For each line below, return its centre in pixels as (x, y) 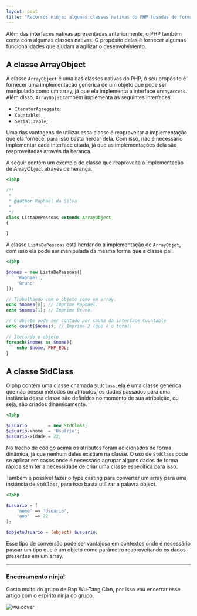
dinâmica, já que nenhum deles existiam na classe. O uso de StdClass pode (97, 454)
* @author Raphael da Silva (43, 201)
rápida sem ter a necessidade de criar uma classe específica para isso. (92, 466)
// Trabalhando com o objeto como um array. (61, 299)
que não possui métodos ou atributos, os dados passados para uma (88, 392)
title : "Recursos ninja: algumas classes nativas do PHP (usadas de (91, 17)
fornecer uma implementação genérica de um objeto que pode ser (86, 85)
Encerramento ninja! (36, 577)
